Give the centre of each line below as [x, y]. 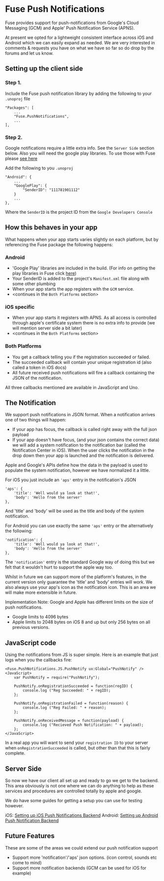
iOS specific [20, 307]
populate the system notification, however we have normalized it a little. [78, 470]
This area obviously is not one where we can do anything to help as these [80, 786]
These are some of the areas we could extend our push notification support [82, 848]
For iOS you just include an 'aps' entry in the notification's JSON [71, 480]
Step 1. [13, 83]
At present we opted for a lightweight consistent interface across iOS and [79, 37]
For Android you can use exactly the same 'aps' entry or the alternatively [79, 526]
